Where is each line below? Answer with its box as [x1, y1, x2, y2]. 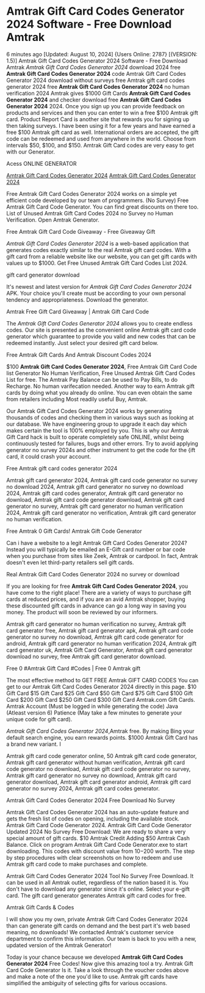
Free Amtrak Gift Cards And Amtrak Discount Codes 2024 [6, 351, 151, 359]
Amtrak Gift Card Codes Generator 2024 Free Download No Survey [6, 797, 175, 804]
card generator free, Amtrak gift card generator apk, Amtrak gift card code [6, 627, 193, 634]
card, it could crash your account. [6, 453, 92, 460]
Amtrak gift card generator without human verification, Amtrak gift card [6, 759, 185, 766]
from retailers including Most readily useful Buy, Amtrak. [6, 395, 148, 403]
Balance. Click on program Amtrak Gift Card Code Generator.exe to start [6, 841, 188, 848]
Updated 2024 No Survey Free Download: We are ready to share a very [6, 828, 186, 835]
